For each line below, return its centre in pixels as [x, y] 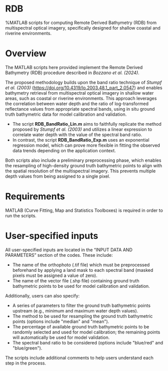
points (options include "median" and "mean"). [61, 321]
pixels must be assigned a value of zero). [55, 275]
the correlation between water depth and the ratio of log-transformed [77, 104]
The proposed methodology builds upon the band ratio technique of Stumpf [83, 82]
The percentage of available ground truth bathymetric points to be [81, 326]
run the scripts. [21, 215]
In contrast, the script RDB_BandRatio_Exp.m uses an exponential [81, 140]
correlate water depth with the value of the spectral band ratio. [77, 134]
